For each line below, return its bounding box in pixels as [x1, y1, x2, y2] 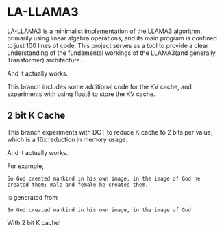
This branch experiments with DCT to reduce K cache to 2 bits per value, [7, 128, 213, 136]
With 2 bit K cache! [7, 218, 61, 227]
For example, [7, 162, 45, 170]
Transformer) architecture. [7, 56, 82, 64]
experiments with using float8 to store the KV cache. [7, 90, 155, 98]
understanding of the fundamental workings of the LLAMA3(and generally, [7, 49, 218, 57]
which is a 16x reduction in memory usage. [7, 135, 128, 143]
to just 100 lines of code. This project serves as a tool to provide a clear [7, 41, 209, 49]
